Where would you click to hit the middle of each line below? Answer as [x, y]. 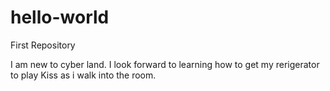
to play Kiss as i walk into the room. [83, 75]
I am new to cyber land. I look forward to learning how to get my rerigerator [165, 64]
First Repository [43, 45]
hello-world [60, 17]
